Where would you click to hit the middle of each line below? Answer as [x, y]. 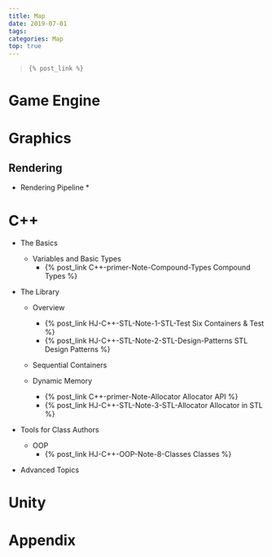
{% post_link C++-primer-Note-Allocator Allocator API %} [141, 397]
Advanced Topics [50, 470]
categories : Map [36, 39]
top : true [25, 46]
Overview [48, 308]
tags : [18, 31]
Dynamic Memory [62, 381]
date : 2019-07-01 [38, 24]
